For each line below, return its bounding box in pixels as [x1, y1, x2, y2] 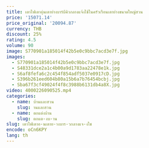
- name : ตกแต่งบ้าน [11, 110, 52, 116]
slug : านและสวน [17, 104, 52, 111]
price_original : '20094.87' [6, 20, 77, 26]
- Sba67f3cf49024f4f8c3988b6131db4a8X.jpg [11, 82, 120, 88]
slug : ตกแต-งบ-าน [17, 115, 57, 121]
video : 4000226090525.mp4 [6, 88, 71, 94]
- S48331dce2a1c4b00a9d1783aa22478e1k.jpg [11, 65, 120, 71]
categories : [6, 93, 36, 99]
